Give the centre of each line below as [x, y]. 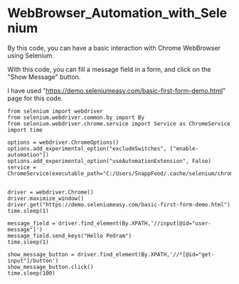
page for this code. [35, 98]
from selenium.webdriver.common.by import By [76, 117]
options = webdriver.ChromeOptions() [63, 142]
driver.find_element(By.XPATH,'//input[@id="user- [135, 223]
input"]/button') [33, 261]
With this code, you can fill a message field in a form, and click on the [109, 69]
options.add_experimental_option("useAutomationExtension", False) [110, 161]
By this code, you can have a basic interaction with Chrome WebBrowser [114, 48]
